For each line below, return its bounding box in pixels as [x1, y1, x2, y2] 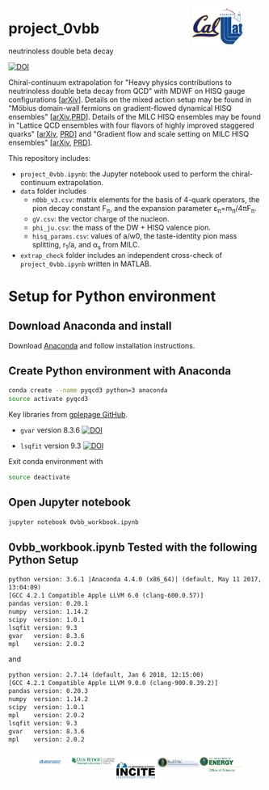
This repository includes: [8, 153, 91, 163]
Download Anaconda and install [8, 319, 172, 333]
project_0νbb [8, 19, 99, 38]
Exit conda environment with [8, 457, 103, 467]
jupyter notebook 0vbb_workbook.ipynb [8, 518, 139, 526]
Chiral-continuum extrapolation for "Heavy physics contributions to [8, 77, 233, 87]
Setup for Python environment [8, 287, 216, 306]
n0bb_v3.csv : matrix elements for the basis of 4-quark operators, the [32, 194, 260, 205]
